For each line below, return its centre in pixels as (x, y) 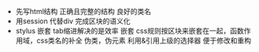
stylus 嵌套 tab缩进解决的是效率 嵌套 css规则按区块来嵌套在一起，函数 (129, 31)
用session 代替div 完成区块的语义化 (73, 21)
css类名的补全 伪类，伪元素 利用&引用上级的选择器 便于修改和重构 (144, 40)
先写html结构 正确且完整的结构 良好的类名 (83, 11)
